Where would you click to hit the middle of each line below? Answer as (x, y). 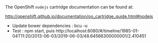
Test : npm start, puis (33, 31)
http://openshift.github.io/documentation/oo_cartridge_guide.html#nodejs (79, 16)
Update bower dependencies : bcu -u (50, 26)
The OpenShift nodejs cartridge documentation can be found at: (69, 7)
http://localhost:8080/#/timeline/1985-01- (98, 31)
